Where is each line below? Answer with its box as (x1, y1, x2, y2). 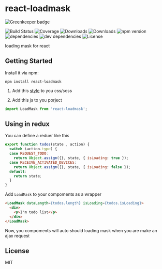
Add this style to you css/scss (12, 88, 72, 94)
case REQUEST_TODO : (9, 151, 49, 156)
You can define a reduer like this (5, 133, 70, 139)
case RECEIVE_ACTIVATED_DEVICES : (9, 160, 77, 165)
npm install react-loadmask (5, 79, 62, 84)
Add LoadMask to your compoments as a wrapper (5, 191, 102, 197)
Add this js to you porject (12, 97, 62, 103)
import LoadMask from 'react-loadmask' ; (5, 106, 88, 111)
